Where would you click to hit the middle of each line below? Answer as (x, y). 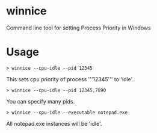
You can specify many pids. (41, 101)
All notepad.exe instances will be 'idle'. (54, 123)
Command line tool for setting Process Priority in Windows (79, 28)
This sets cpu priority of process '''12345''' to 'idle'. (70, 79)
